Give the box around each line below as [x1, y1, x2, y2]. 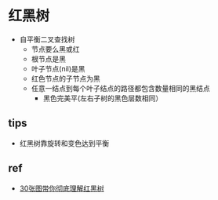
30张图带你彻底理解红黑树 [19, 184, 104, 193]
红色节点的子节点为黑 [31, 74, 100, 83]
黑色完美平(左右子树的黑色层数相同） [42, 93, 163, 103]
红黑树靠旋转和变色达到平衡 [19, 138, 110, 147]
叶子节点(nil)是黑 [31, 64, 85, 73]
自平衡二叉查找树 [19, 35, 75, 44]
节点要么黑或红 [31, 44, 80, 53]
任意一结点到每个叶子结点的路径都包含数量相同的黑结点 [31, 83, 210, 93]
